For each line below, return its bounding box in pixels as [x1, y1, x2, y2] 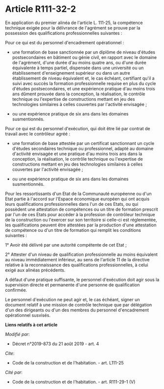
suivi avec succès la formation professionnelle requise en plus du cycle [12, 80, 156, 86]
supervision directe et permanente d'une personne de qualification [5, 281, 140, 288]
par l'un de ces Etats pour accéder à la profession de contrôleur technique [5, 211, 155, 217]
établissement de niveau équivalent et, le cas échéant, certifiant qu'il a [12, 75, 155, 81]
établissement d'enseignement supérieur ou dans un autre [12, 70, 131, 76]
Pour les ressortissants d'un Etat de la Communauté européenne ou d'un [5, 191, 152, 196]
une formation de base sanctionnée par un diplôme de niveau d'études [12, 49, 156, 55]
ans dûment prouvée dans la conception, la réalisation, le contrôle [12, 91, 145, 97]
